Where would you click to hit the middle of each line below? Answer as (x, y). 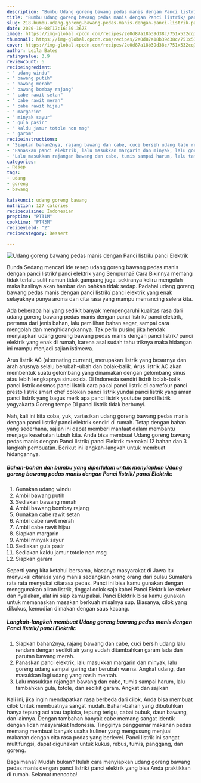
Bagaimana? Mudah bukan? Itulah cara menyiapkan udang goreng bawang (99, 762)
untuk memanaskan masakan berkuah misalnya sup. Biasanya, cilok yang (97, 602)
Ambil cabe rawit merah (45, 520)
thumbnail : (20, 39)
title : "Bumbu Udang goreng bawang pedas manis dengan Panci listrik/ (96, 17)
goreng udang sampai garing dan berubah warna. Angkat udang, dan (101, 668)
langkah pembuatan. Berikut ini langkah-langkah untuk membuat (86, 448)
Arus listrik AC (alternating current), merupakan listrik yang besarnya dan (97, 360)
